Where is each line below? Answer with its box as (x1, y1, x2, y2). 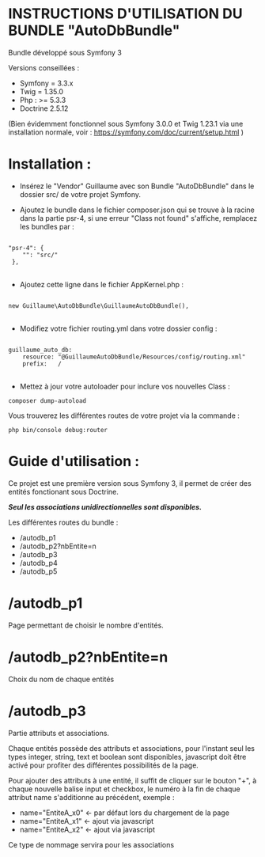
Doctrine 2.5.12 (19, 104, 69, 113)
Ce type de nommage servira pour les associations (8, 840, 175, 849)
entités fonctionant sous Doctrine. (8, 487, 119, 496)
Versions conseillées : (8, 63, 80, 72)
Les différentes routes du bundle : (8, 518, 119, 527)
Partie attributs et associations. (8, 728, 109, 738)
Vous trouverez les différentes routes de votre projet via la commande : (8, 411, 240, 420)
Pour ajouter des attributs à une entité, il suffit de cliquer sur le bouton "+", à (8, 775, 257, 785)
